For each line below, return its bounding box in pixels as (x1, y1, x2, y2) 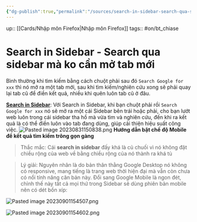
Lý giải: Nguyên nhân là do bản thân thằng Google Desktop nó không (20, 161, 187, 168)
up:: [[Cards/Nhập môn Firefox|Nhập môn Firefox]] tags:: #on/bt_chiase (6, 25, 179, 32)
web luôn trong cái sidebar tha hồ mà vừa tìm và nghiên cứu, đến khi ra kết (6, 113, 187, 120)
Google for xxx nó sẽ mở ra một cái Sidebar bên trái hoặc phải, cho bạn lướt (6, 107, 191, 115)
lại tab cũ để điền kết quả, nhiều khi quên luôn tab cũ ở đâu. (6, 89, 151, 97)
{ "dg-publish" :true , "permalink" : (6, 8, 88, 15)
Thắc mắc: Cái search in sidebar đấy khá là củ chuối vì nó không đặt (20, 143, 188, 150)
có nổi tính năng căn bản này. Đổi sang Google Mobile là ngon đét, (20, 174, 182, 181)
